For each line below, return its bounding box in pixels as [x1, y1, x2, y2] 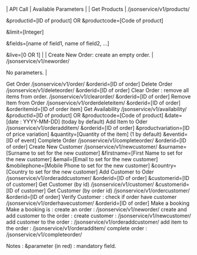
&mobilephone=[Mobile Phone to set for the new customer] [6, 162, 150, 169]
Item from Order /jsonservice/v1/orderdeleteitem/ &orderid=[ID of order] [6, 99, 181, 106]
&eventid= [162, 130, 188, 138]
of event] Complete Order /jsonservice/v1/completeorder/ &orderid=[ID [14, 137, 186, 144]
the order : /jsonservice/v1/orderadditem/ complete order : [6, 225, 148, 231]
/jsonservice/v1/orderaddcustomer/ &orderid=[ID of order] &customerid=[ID [6, 175, 190, 181]
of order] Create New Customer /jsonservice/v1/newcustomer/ [6, 143, 158, 150]
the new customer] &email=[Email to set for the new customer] [6, 156, 158, 162]
